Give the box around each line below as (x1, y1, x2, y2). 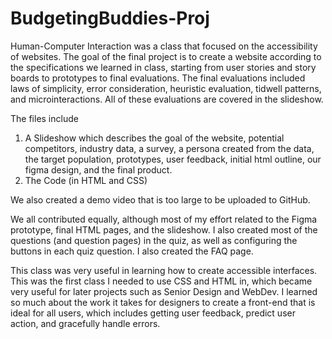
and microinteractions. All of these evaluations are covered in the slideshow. (10, 93, 324, 105)
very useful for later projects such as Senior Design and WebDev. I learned (10, 285, 318, 297)
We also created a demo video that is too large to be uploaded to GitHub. (10, 193, 311, 206)
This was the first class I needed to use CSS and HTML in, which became (10, 275, 313, 287)
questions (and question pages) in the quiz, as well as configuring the (10, 234, 298, 246)
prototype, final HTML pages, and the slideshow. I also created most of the (10, 223, 318, 236)
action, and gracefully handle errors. (10, 317, 161, 329)
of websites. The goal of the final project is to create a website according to (10, 50, 322, 62)
